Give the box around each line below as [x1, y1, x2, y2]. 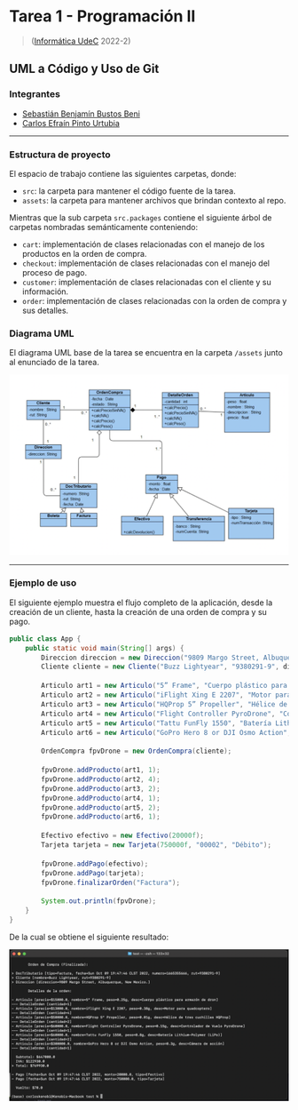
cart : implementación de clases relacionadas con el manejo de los [21, 238, 265, 250]
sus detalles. [21, 305, 69, 315]
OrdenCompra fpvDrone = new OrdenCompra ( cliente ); [41, 747, 232, 756]
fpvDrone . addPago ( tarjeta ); [41, 868, 145, 877]
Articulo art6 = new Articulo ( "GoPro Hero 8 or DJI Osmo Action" [41, 728, 288, 737]
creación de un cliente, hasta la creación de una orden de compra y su [9, 606, 268, 617]
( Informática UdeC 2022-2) [30, 36, 131, 46]
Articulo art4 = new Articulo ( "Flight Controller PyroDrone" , [41, 709, 276, 718]
